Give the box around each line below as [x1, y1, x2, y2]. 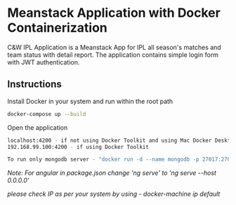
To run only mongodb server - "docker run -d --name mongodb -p [7, 156, 199, 163]
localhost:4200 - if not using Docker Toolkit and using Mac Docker [7, 137, 212, 144]
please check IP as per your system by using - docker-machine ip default [7, 190, 221, 198]
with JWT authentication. [7, 58, 80, 66]
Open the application [7, 123, 68, 131]
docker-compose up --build [7, 110, 86, 117]
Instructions [7, 79, 62, 91]
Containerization [7, 20, 107, 36]
